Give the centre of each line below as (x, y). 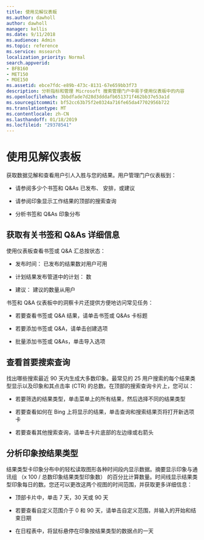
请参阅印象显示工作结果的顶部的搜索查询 (66, 201)
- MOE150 (17, 80)
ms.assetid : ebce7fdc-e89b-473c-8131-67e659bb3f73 (72, 86)
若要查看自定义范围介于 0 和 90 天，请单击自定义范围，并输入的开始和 (103, 510)
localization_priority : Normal (46, 57)
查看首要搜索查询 (38, 363)
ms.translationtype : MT (36, 108)
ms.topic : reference (32, 46)
